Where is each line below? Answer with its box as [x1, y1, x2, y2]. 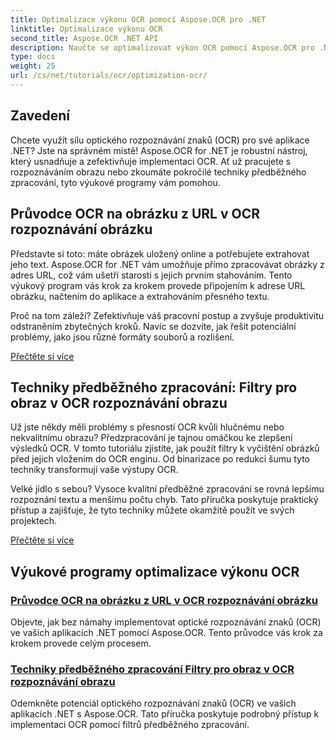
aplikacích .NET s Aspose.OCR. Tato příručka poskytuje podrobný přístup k [10, 708, 320, 720]
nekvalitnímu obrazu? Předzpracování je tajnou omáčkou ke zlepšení [10, 432, 293, 444]
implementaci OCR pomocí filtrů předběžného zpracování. [10, 719, 250, 731]
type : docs [10, 52, 56, 62]
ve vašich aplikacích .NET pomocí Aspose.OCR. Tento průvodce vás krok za [10, 627, 323, 638]
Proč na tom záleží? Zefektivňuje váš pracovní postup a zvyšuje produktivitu [10, 309, 325, 321]
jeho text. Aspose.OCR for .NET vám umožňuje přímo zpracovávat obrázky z [10, 258, 325, 270]
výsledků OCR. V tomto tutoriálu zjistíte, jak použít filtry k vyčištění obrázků [10, 442, 320, 455]
